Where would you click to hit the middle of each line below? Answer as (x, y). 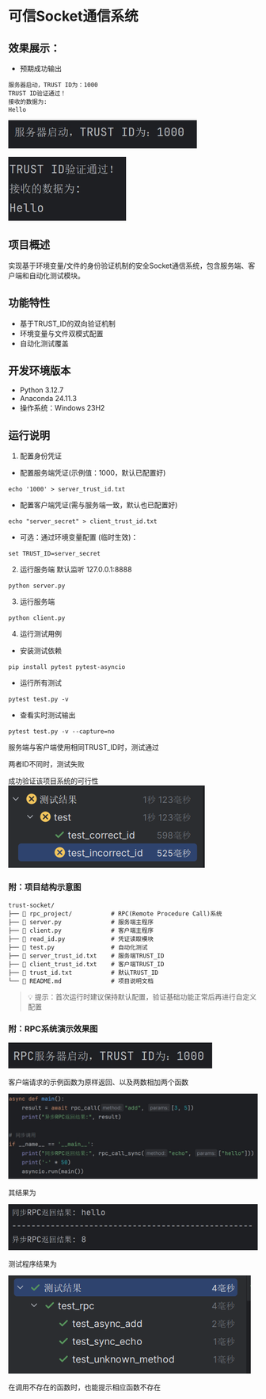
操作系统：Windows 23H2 (62, 408)
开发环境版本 (40, 371)
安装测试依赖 (40, 651)
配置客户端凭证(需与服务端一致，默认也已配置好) (99, 505)
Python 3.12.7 (42, 390)
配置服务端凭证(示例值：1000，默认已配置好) (93, 473)
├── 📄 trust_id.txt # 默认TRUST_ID (83, 973)
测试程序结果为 (32, 1263)
